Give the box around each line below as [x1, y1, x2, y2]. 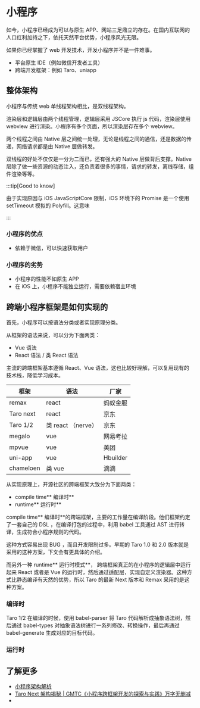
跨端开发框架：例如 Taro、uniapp [14, 66, 96, 73]
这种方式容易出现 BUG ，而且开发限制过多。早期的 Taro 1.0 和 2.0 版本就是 [6, 541, 189, 548]
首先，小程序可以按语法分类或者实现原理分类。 [6, 319, 121, 326]
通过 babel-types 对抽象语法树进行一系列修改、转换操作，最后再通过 [11, 622, 180, 629]
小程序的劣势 [6, 260, 43, 269]
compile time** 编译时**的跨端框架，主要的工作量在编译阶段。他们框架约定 [6, 513, 190, 521]
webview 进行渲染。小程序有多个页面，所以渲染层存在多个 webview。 [6, 123, 178, 130]
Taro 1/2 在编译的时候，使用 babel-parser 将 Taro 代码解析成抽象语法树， [6, 615, 186, 622]
